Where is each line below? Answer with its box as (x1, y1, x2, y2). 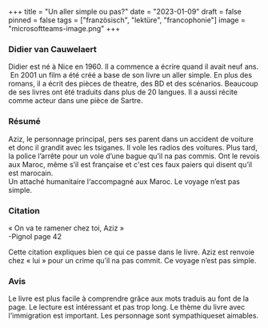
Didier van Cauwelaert (8, 43, 98, 54)
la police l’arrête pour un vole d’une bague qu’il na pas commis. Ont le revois (8, 151, 260, 161)
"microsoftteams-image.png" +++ (8, 24, 121, 33)
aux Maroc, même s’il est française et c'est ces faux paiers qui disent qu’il (8, 159, 253, 169)
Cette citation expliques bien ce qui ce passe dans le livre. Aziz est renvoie (8, 247, 254, 257)
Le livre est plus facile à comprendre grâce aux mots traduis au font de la (8, 294, 250, 303)
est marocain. (8, 168, 54, 178)
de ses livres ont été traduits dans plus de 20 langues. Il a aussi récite (8, 87, 238, 97)
